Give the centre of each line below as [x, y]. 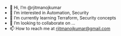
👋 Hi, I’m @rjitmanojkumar [35, 8]
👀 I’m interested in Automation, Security [49, 13]
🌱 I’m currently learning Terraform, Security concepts [63, 18]
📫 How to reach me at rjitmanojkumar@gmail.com [60, 28]
